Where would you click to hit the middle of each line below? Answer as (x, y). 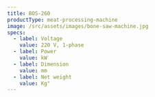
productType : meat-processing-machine (62, 20)
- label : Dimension (41, 64)
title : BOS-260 (29, 13)
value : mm (34, 70)
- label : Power (35, 52)
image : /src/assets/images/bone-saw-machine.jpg (78, 26)
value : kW (34, 58)
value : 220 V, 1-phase (52, 45)
